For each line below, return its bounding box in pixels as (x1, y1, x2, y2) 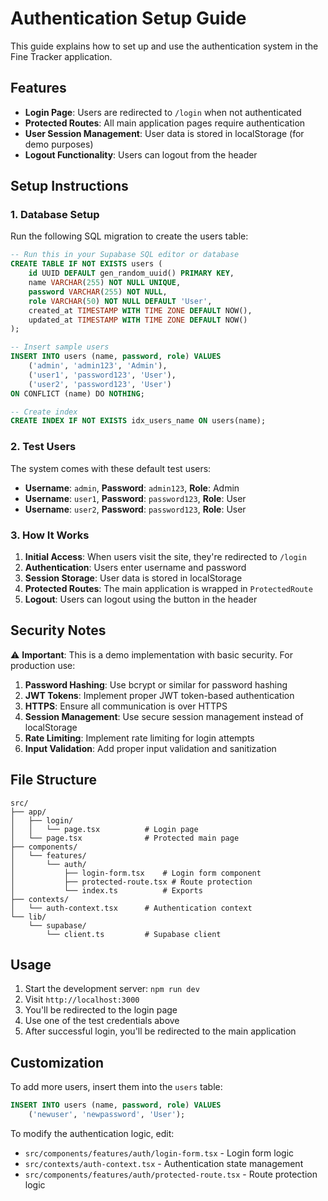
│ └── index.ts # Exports (10, 885, 203, 896)
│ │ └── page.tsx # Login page (10, 824, 199, 834)
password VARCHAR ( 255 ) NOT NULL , (28, 287, 168, 297)
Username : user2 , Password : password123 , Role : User (24, 503, 247, 515)
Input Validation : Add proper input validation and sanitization (24, 742, 277, 754)
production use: (10, 659, 76, 671)
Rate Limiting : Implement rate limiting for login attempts (24, 732, 255, 744)
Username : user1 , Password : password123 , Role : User (24, 492, 247, 504)
